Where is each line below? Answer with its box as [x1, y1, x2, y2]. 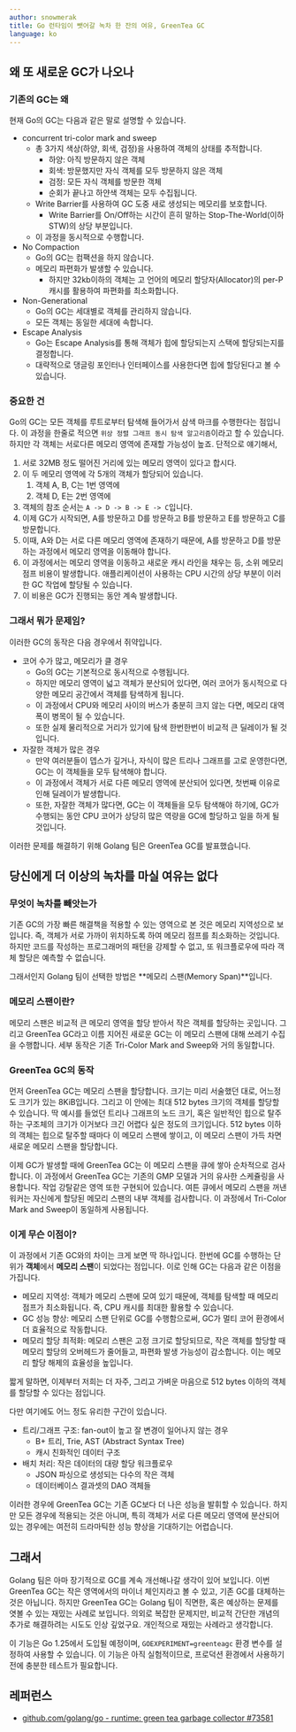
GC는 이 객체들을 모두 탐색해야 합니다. [34, 766, 168, 777]
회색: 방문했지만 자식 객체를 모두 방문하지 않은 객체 [48, 166, 224, 176]
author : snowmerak [9, 12, 77, 22]
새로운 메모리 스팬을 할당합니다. [9, 1140, 118, 1151]
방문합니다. [21, 524, 61, 535]
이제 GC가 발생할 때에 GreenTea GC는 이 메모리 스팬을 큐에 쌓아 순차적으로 [9, 1159, 269, 1170]
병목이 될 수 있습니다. [51, 710, 125, 722]
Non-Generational [21, 296, 88, 306]
